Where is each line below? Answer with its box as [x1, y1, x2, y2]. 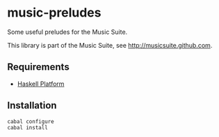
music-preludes [7, 5, 102, 21]
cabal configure [7, 118, 54, 125]
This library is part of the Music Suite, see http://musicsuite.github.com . [7, 41, 213, 49]
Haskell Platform [17, 80, 65, 88]
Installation [7, 100, 57, 111]
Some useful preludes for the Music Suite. [7, 28, 128, 36]
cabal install [7, 124, 49, 131]
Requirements [7, 61, 70, 73]
